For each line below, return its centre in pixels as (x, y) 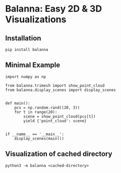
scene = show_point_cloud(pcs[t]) (59, 117)
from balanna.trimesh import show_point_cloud (55, 85)
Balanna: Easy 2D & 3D (54, 9)
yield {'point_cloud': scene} (55, 121)
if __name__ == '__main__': (35, 134)
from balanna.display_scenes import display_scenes (60, 90)
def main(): (18, 103)
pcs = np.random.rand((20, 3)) (47, 107)
